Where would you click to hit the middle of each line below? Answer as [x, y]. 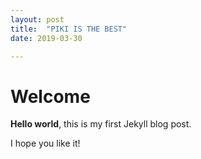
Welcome [50, 96]
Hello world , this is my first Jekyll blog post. [101, 124]
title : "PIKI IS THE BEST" [69, 29]
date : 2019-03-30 [46, 38]
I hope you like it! [45, 143]
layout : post [37, 19]
